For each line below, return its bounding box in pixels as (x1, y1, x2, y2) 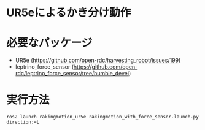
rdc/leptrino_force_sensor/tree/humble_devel (15, 70, 130, 77)
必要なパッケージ (6, 36, 93, 50)
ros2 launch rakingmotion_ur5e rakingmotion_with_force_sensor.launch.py (6, 114, 199, 120)
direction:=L (6, 119, 40, 126)
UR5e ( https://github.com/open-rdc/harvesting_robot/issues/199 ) (15, 56, 181, 64)
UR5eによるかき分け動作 (6, 6, 131, 20)
